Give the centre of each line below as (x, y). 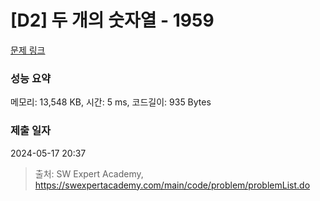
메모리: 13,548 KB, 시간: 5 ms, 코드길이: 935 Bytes (111, 102)
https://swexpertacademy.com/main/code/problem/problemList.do (172, 185)
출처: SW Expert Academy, (89, 173)
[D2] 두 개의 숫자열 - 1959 (112, 20)
